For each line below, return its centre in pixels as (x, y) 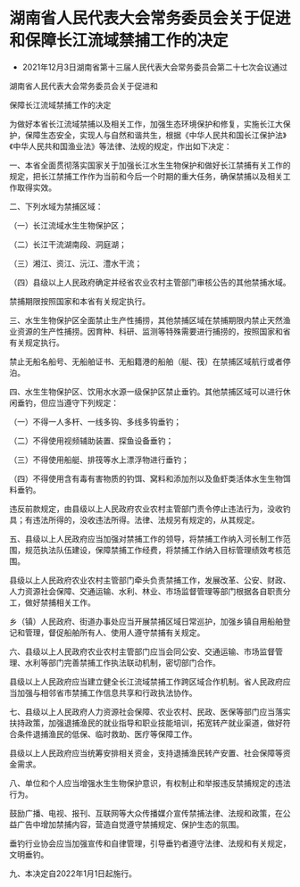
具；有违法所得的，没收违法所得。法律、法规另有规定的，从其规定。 (134, 519)
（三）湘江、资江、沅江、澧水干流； (76, 263)
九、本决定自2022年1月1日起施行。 (73, 873)
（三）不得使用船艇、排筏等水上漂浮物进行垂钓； (99, 460)
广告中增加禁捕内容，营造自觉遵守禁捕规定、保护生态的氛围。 (130, 824)
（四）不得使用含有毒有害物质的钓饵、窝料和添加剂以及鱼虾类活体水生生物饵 (150, 478)
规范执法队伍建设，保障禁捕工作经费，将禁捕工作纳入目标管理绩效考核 (154, 550)
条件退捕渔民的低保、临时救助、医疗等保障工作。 (107, 734)
